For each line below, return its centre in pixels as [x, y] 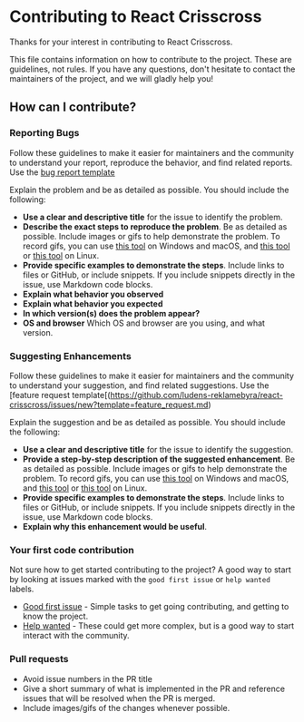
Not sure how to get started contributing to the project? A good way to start [151, 570]
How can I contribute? [73, 107]
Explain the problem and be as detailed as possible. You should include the [149, 190]
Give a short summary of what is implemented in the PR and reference [154, 688]
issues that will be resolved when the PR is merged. [119, 698]
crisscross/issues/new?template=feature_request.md [109, 405]
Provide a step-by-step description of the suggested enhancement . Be [159, 459]
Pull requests [39, 659]
